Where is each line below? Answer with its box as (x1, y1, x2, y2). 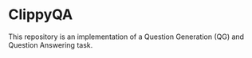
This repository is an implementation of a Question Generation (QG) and (8, 32, 245, 41)
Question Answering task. (8, 40, 93, 49)
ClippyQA (8, 6, 73, 24)
